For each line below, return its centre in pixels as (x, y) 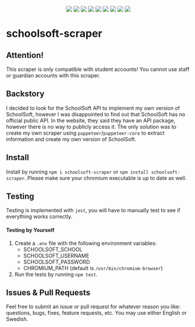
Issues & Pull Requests (48, 293)
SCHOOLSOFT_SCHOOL (53, 249)
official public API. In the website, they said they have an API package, (91, 120)
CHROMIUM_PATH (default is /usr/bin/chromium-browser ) (93, 268)
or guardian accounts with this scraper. (53, 75)
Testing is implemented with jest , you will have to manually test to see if (93, 210)
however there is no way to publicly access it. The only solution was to (91, 127)
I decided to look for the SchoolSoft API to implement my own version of (93, 108)
